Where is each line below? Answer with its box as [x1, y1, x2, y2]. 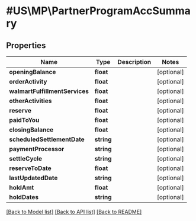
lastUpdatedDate [9, 174, 58, 182]
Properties [6, 40, 46, 50]
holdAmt [9, 184, 34, 191]
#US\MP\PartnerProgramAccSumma [6, 4, 191, 18]
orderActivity [9, 78, 47, 85]
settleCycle [9, 155, 43, 162]
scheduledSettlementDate [9, 135, 85, 143]
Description [117, 58, 152, 66]
